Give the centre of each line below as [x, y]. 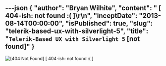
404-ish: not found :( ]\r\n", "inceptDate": [71, 16]
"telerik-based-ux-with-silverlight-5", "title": [77, 31]
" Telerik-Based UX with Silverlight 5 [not [73, 39]
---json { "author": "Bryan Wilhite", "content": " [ [83, 8]
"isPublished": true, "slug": [109, 23]
